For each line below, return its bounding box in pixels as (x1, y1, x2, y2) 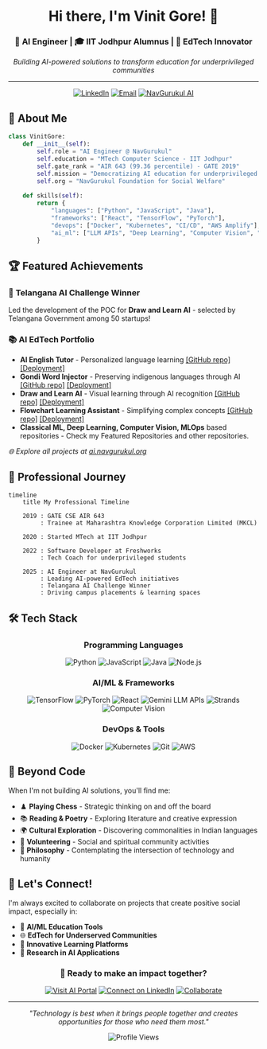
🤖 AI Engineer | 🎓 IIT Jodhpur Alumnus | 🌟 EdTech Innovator (14, 36, 253, 47)
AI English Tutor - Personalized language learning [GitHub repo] (19, 355, 231, 365)
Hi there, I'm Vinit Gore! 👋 (48, 7, 219, 25)
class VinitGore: (8, 133, 66, 141)
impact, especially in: (8, 907, 78, 916)
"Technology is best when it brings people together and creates (29, 1008, 238, 1018)
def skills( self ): (22, 192, 83, 200)
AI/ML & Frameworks (92, 677, 175, 688)
